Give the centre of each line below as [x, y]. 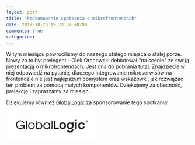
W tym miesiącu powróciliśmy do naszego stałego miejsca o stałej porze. [94, 54]
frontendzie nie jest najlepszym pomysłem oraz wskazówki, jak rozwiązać [95, 79]
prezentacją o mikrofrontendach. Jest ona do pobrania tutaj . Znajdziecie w [96, 66]
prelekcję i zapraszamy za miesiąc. [48, 91]
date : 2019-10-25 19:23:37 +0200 [47, 24]
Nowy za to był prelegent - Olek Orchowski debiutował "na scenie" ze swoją [98, 61]
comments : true [25, 31]
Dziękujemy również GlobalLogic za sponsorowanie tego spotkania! [87, 102]
